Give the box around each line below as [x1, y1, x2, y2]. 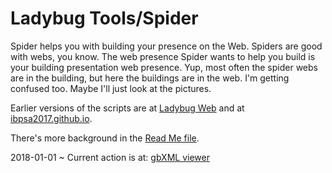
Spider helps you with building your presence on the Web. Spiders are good [10, 40, 323, 52]
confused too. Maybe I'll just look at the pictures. [10, 82, 212, 94]
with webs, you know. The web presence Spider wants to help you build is [10, 50, 316, 62]
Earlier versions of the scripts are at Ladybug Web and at [10, 102, 245, 114]
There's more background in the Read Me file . [10, 132, 200, 144]
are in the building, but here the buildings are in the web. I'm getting [10, 72, 290, 84]
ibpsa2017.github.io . [10, 112, 93, 124]
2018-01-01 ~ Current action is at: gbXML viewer [10, 151, 210, 163]
